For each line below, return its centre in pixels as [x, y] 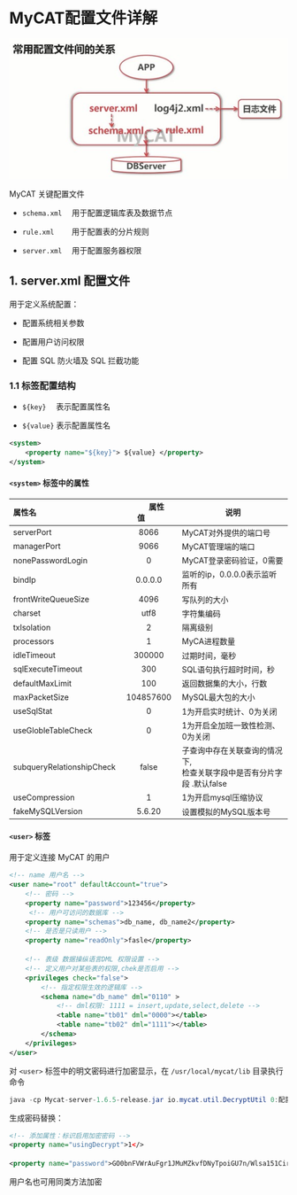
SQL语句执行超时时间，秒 [228, 669]
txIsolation [32, 627]
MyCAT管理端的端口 [218, 547]
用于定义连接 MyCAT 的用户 [60, 857]
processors [34, 641]
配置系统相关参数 [53, 322]
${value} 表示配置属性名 [66, 425]
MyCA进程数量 [209, 641]
